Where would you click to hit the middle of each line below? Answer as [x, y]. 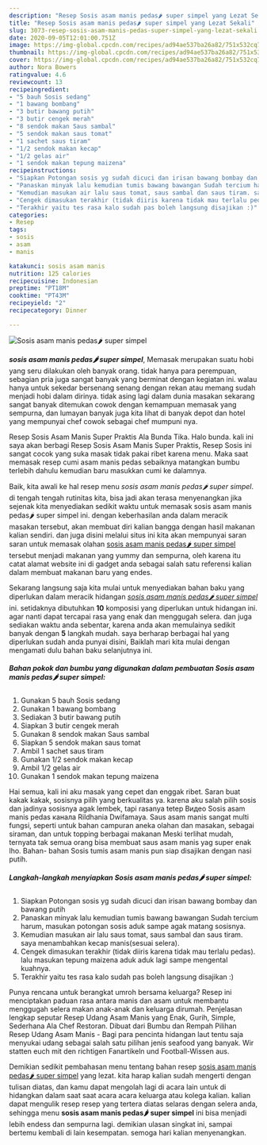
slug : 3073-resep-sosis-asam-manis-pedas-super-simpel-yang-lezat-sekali [133, 30]
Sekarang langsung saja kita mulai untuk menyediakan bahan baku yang [127, 588]
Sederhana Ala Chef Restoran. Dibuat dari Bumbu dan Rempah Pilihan [123, 1026]
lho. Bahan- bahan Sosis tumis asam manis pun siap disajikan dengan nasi [130, 850]
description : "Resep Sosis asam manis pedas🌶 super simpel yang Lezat [128, 15]
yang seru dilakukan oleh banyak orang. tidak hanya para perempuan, [123, 371]
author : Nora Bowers [43, 67]
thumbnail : [27, 52]
